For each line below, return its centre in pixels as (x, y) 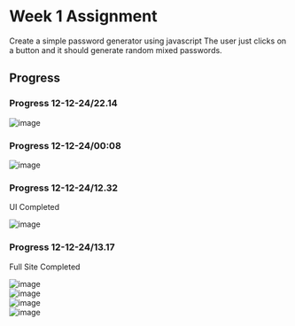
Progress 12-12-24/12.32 (63, 188)
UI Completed (35, 207)
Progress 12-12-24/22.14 (63, 104)
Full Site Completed (45, 267)
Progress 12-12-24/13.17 (62, 247)
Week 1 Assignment (83, 16)
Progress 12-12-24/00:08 (65, 145)
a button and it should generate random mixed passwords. (116, 50)
